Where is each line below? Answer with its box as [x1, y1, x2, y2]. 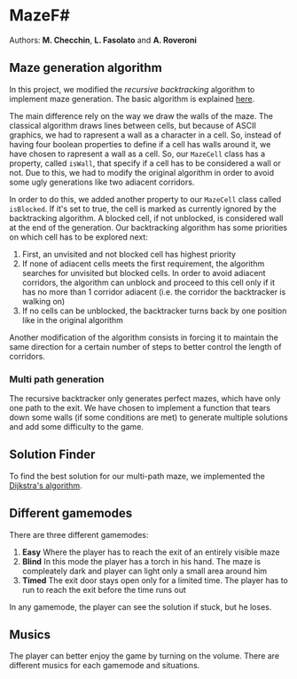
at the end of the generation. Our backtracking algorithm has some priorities [9, 222, 288, 233]
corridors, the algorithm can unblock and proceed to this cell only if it [21, 277, 275, 288]
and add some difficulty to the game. [9, 422, 145, 432]
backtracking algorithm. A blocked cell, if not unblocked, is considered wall [9, 212, 284, 223]
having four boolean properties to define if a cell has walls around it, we [9, 138, 271, 149]
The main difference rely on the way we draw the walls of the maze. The [9, 110, 273, 121]
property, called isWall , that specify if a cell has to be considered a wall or [9, 157, 281, 169]
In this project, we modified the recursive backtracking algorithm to [9, 83, 255, 94]
